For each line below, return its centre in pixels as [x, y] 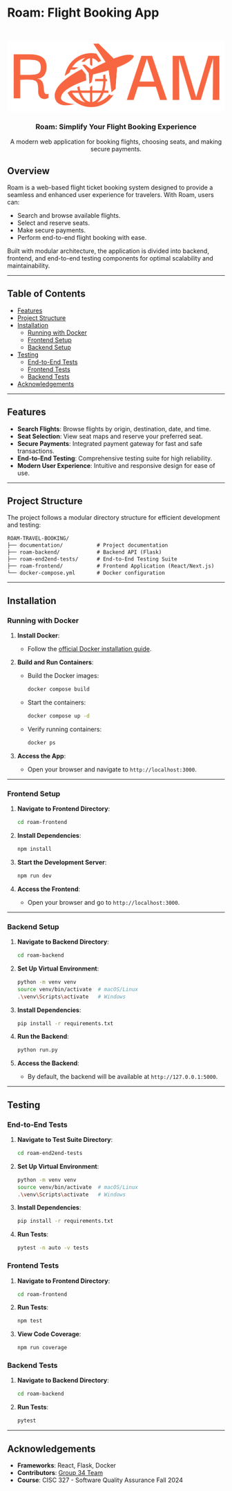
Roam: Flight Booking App [83, 13]
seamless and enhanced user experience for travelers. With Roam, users [110, 195]
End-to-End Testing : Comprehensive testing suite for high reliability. [115, 458]
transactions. [36, 451]
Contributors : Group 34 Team [60, 1472]
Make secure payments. [51, 230]
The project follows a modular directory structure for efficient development [114, 518]
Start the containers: [57, 702]
